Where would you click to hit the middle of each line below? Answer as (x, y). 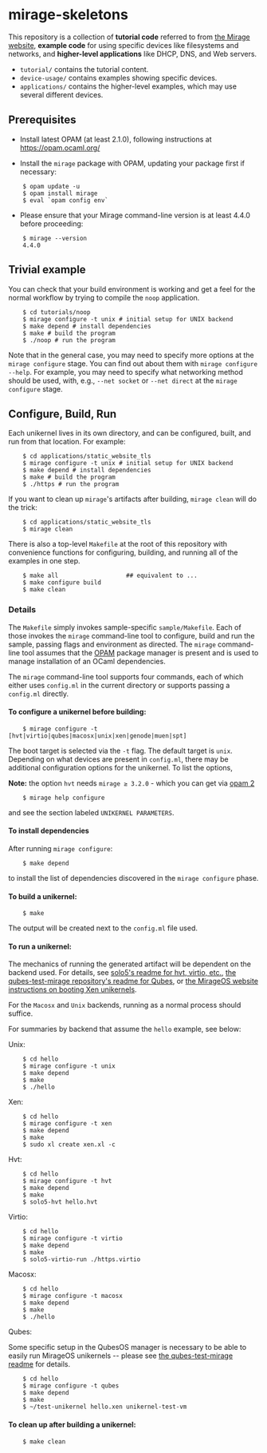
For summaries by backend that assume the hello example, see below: (125, 1029)
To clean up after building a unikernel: (72, 1425)
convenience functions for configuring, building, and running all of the (123, 552)
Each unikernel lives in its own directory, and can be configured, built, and (130, 433)
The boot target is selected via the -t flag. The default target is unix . (120, 750)
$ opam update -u (51, 186)
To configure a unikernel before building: (77, 712)
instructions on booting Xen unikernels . (73, 989)
